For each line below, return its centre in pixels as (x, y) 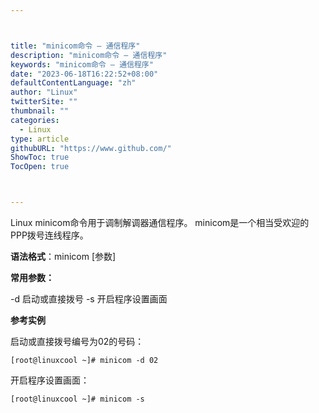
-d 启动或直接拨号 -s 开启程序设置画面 (89, 299)
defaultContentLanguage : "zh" (73, 83)
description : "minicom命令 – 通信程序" (89, 55)
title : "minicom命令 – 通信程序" (75, 46)
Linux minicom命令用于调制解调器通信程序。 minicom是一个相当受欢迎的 (160, 222)
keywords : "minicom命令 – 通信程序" (82, 64)
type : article (40, 139)
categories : (35, 120)
